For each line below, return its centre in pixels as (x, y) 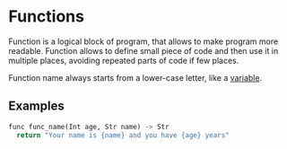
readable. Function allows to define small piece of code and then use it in (143, 50)
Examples (36, 106)
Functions (46, 17)
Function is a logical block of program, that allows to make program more (143, 41)
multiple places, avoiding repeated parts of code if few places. (124, 60)
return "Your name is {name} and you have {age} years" (123, 135)
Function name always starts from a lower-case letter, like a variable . (135, 77)
